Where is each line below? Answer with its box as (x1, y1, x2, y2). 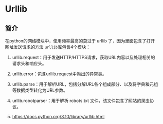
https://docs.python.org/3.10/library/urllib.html (12, 114, 105, 119)
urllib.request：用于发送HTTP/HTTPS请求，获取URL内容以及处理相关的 (12, 55, 155, 60)
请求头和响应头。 (12, 61, 47, 66)
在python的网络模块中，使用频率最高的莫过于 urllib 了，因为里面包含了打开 (5, 38, 155, 43)
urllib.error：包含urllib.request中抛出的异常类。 (12, 71, 107, 77)
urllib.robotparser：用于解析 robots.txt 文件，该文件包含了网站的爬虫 (12, 98, 150, 103)
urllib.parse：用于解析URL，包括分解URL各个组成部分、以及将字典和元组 (12, 82, 158, 87)
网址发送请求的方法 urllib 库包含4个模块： (5, 44, 91, 50)
